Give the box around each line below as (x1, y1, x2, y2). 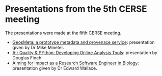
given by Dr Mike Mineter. (12, 44, 65, 50)
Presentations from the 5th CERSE (5, 3, 147, 15)
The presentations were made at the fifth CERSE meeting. (5, 30, 122, 36)
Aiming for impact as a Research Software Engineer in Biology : (12, 60, 139, 66)
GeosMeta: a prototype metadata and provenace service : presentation (12, 39, 155, 45)
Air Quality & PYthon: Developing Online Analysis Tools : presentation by (12, 50, 158, 56)
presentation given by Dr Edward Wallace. (12, 65, 97, 71)
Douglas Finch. (12, 55, 43, 60)
